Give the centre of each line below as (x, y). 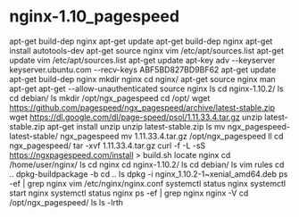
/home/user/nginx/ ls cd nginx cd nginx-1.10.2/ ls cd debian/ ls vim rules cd (147, 164)
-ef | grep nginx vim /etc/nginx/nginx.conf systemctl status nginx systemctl (148, 183)
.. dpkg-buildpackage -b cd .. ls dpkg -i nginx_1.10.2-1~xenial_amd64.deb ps (149, 174)
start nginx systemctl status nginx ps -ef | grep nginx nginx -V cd (129, 193)
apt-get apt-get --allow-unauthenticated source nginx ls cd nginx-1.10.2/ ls (146, 88)
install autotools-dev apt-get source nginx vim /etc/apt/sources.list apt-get (146, 50)
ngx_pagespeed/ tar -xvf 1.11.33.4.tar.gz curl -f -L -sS (108, 146)
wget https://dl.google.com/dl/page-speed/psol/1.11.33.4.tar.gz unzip (136, 117)
